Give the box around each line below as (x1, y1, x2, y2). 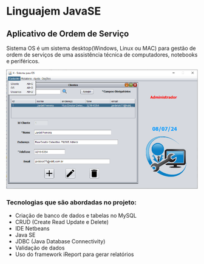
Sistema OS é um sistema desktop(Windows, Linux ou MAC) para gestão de (6, 44, 196, 52)
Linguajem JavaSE (6, 4, 101, 18)
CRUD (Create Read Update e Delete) (15, 218, 109, 226)
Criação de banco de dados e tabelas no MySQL (15, 212, 137, 219)
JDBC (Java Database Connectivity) (15, 237, 106, 245)
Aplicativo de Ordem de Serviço (6, 29, 129, 39)
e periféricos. (6, 58, 40, 64)
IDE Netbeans (15, 224, 50, 232)
